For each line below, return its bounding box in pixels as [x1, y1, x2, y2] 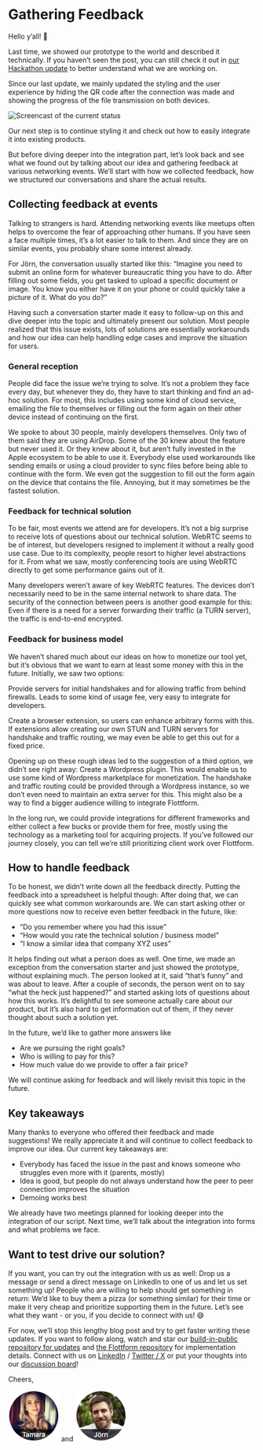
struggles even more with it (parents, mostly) [19, 1168, 165, 1177]
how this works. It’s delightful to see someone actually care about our [8, 996, 233, 1006]
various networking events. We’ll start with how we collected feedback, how [8, 166, 254, 176]
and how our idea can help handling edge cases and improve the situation [8, 332, 247, 342]
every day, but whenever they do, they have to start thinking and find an [8, 388, 241, 397]
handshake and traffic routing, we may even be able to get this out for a [8, 732, 239, 742]
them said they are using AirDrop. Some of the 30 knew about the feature [8, 436, 246, 446]
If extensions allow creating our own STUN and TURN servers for [8, 724, 219, 733]
